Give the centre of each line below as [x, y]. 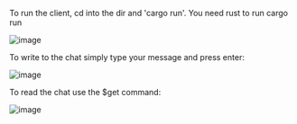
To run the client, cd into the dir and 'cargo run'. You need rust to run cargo [149, 13]
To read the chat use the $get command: [85, 92]
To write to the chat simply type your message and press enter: [127, 57]
